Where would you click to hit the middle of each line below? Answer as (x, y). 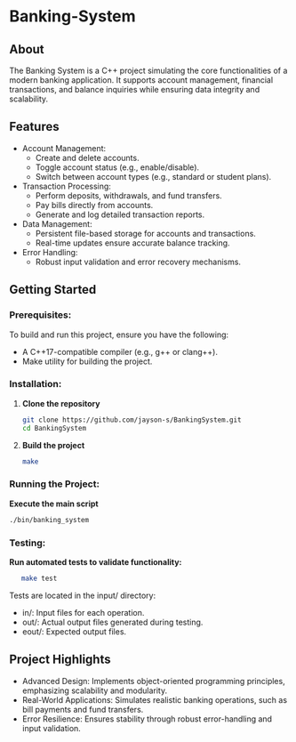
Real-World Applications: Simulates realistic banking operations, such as (154, 699)
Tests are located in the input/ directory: (83, 595)
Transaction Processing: (66, 186)
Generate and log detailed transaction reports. (120, 214)
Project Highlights (60, 660)
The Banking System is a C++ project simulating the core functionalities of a (148, 70)
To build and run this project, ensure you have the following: (119, 335)
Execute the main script (54, 504)
